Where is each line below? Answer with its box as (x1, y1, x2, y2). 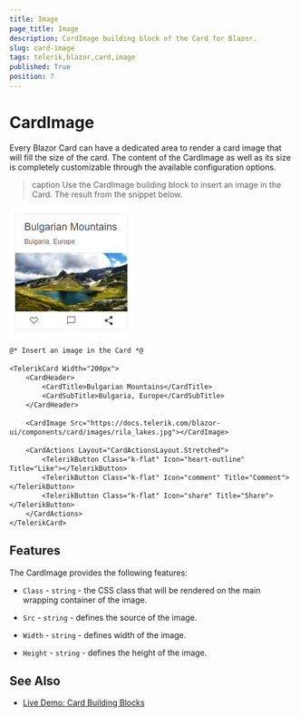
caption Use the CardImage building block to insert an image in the (31, 179, 282, 190)
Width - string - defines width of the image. (22, 629, 187, 640)
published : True (9, 63, 71, 72)
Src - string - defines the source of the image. (22, 612, 198, 623)
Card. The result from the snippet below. (31, 189, 183, 200)
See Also (9, 673, 61, 689)
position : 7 (9, 73, 54, 82)
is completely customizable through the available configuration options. (9, 162, 276, 172)
